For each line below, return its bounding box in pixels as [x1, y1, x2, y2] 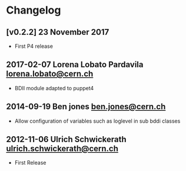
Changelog [6, 4, 61, 17]
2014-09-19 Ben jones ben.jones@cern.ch [6, 101, 166, 112]
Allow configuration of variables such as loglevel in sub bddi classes [14, 117, 181, 124]
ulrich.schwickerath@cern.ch [6, 144, 119, 154]
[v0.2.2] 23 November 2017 [6, 27, 109, 37]
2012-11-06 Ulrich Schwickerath [6, 134, 127, 144]
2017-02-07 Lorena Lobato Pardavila [6, 60, 144, 70]
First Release [14, 159, 46, 166]
